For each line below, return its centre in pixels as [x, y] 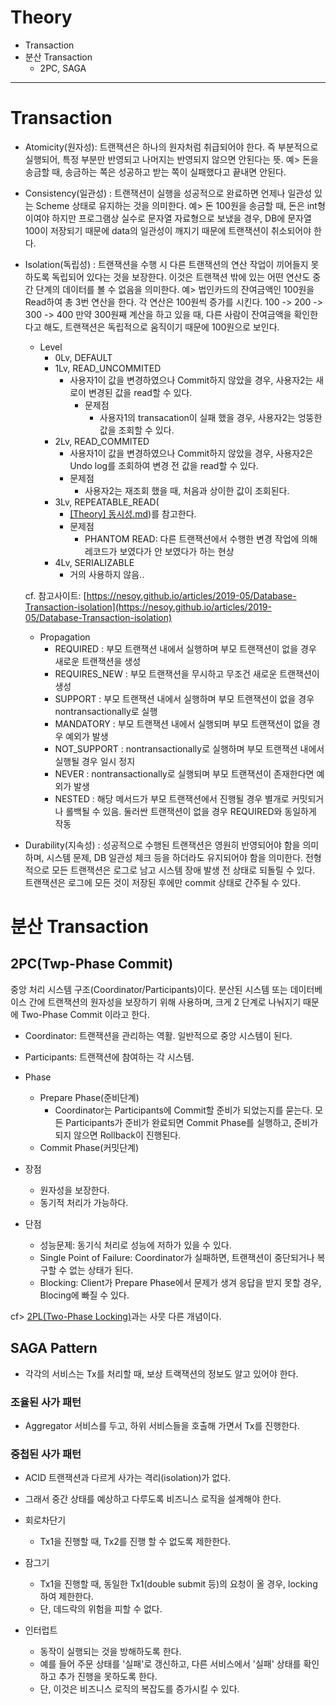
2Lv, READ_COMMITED [102, 441]
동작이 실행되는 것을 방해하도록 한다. [110, 1652]
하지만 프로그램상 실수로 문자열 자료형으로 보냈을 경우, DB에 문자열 [181, 218]
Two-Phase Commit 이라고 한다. [85, 1014]
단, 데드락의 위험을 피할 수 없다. [101, 1609]
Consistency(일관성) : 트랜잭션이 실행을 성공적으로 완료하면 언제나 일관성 [168, 193]
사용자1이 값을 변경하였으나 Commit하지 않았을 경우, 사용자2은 [191, 453]
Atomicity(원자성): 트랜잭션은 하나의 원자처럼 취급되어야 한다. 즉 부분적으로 [171, 147]
